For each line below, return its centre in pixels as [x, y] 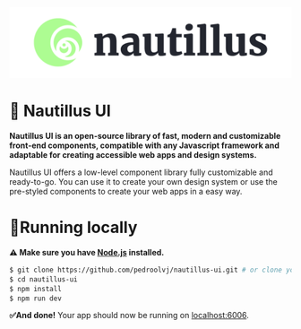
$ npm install [36, 289]
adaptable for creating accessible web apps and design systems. [133, 154]
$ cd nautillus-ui [43, 279]
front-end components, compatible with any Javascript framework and [145, 145]
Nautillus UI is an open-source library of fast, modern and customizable [145, 135]
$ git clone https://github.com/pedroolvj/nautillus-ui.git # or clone [146, 270]
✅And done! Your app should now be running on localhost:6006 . [129, 316]
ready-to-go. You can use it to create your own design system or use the [143, 181]
